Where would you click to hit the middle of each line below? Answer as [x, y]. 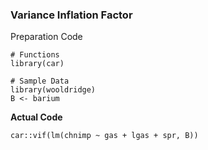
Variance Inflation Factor [71, 15]
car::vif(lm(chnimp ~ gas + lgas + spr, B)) [104, 136]
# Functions [35, 55]
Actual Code [36, 117]
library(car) [37, 64]
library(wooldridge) [53, 90]
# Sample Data [40, 81]
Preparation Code [46, 37]
